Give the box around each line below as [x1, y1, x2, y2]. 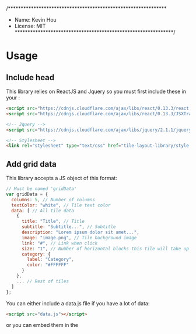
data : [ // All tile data [11, 208, 75, 214]
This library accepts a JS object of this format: [6, 175, 118, 182]
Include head [6, 73, 55, 82]
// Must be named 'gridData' [6, 186, 77, 192]
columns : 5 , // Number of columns [11, 197, 95, 202]
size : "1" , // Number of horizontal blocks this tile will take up [21, 246, 190, 252]
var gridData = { [6, 191, 48, 197]
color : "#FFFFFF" [27, 262, 69, 268]
